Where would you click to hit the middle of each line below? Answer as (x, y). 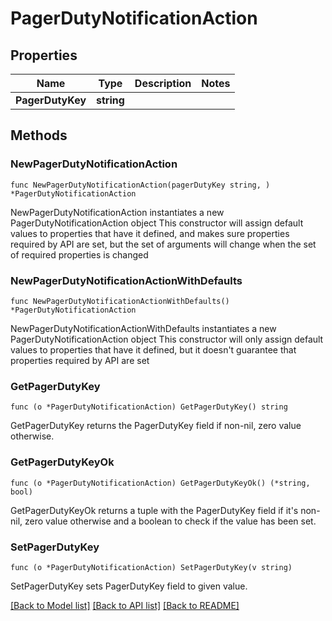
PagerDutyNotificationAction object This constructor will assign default (157, 223)
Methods (39, 135)
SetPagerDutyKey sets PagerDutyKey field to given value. (129, 586)
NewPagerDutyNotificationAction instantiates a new (117, 212)
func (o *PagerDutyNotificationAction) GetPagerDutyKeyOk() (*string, (160, 483)
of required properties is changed (79, 254)
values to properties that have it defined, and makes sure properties (150, 233)
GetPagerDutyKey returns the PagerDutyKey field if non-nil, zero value (156, 426)
